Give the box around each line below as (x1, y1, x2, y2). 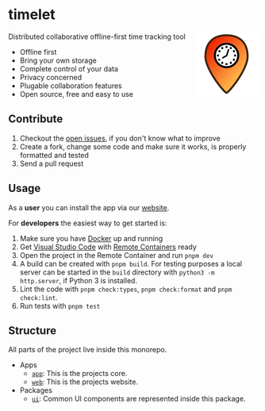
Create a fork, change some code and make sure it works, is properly (19, 141, 247, 152)
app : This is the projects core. (31, 369, 128, 378)
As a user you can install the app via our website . (8, 202, 170, 212)
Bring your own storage (19, 56, 97, 65)
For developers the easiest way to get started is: (8, 218, 167, 228)
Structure (8, 324, 57, 337)
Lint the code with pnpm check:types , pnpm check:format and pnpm (19, 284, 232, 294)
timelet (8, 6, 56, 24)
